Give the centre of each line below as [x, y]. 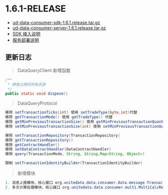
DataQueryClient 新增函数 [44, 70]
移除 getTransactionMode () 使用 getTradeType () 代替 [59, 117]
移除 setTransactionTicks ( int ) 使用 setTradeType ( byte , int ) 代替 [71, 112]
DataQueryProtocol [37, 103]
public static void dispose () [37, 94]
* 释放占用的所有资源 [26, 84]
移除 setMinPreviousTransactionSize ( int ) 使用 [53, 126]
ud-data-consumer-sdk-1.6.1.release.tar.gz [56, 22]
